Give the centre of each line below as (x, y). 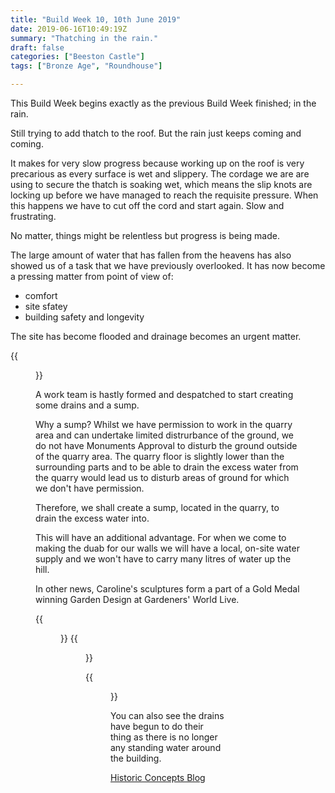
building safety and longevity (84, 317)
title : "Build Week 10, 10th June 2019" (96, 19)
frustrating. (33, 216)
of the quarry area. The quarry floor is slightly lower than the (160, 456)
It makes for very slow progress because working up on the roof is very (157, 163)
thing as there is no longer (164, 737)
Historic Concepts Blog (158, 777)
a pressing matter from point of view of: (92, 276)
